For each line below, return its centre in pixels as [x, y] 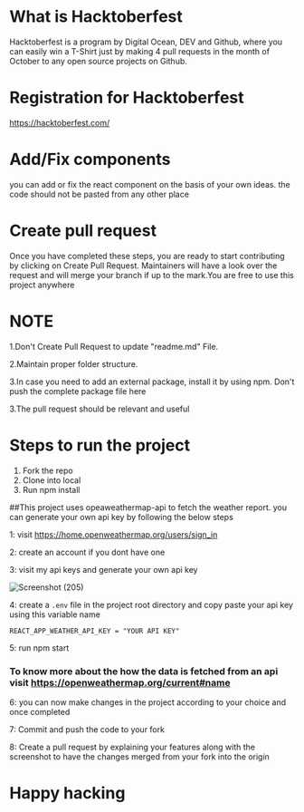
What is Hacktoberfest [96, 17]
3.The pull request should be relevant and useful [100, 409]
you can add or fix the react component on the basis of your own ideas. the [150, 184]
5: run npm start [39, 648]
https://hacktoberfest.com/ [60, 122]
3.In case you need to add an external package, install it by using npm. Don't [152, 382]
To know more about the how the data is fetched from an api [144, 671]
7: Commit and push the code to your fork [87, 729]
